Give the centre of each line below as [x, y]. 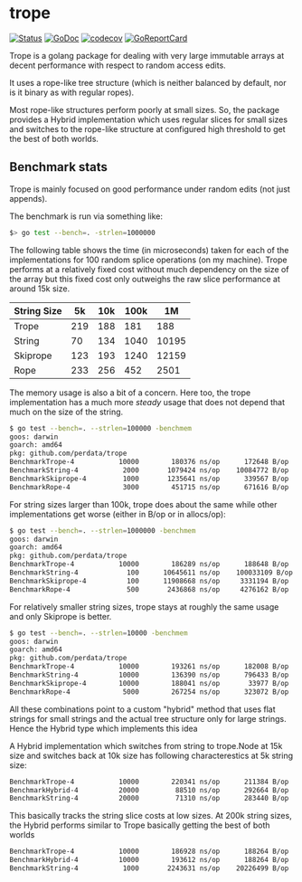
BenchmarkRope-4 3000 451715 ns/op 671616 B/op [149, 487]
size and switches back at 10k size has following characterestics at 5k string [151, 755]
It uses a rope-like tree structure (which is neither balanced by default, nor [148, 82]
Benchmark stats [59, 167]
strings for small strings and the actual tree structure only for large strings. [148, 718]
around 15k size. [40, 289]
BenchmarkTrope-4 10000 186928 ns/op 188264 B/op [149, 852]
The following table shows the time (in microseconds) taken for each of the [149, 250]
